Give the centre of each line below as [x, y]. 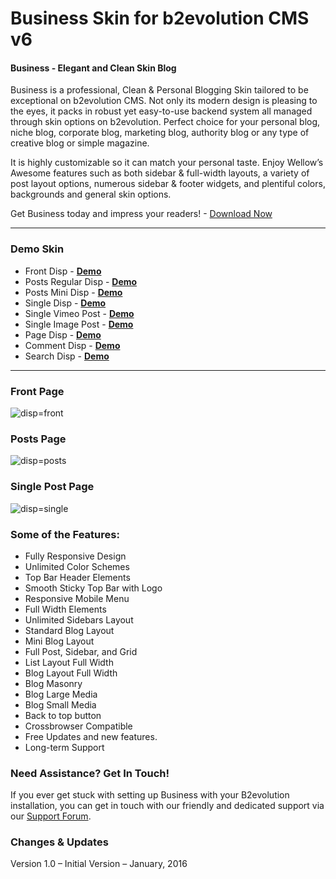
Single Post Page [52, 487]
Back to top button [63, 715]
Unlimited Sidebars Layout [79, 619]
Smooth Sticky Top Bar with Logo [93, 588]
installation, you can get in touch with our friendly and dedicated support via [167, 806]
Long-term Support [64, 747]
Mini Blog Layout [59, 641]
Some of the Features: [65, 534]
